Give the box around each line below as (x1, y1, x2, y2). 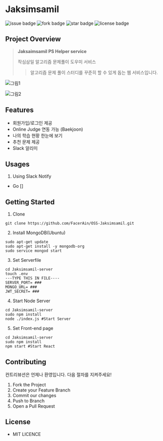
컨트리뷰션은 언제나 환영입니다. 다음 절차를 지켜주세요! (5, 372, 112, 377)
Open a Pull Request (12, 403, 56, 409)
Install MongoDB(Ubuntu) (12, 230, 66, 236)
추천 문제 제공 (12, 139, 40, 145)
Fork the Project (12, 382, 46, 388)
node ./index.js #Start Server (5, 316, 71, 321)
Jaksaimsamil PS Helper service (17, 48, 87, 54)
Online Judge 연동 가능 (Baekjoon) (12, 126, 83, 132)
